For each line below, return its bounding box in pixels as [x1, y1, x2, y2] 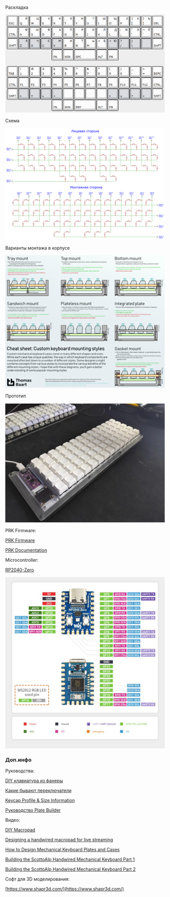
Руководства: [5, 768, 34, 774]
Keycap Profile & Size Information [5, 797, 75, 804]
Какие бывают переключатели [5, 787, 72, 794]
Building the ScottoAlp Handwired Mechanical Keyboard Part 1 [5, 856, 135, 862]
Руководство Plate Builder [5, 807, 61, 813]
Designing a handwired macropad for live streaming [5, 837, 113, 843]
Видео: [5, 817, 20, 823]
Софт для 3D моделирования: [5, 876, 70, 882]
